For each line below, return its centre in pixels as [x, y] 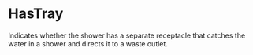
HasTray [36, 14]
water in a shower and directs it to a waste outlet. [88, 43]
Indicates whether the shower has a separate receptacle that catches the [127, 35]
